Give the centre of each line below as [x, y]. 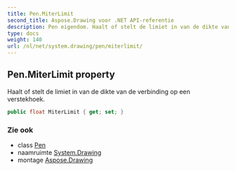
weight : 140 [25, 40]
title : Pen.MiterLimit [40, 14]
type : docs [23, 33]
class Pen [32, 145]
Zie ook [20, 130]
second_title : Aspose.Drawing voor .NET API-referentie [91, 20]
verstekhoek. [26, 99]
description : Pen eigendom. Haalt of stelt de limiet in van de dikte [113, 27]
